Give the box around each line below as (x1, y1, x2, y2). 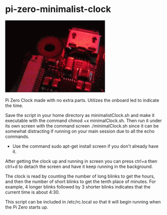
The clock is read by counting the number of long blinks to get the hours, (5, 173, 156, 179)
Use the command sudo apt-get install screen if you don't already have (12, 143, 159, 149)
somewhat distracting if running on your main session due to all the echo (5, 128, 155, 134)
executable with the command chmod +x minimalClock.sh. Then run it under (5, 117, 162, 123)
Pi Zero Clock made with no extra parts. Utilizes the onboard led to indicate (5, 97, 160, 103)
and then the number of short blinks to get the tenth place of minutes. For (5, 178, 156, 184)
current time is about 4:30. (5, 189, 60, 195)
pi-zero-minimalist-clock (5, 3, 111, 15)
